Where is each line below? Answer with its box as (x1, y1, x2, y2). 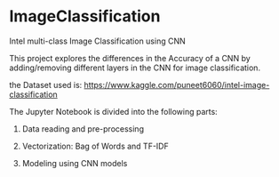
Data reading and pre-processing (21, 123, 145, 134)
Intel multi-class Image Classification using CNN (9, 36, 187, 46)
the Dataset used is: (9, 79, 83, 90)
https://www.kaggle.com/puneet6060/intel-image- (84, 79, 270, 90)
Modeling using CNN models (21, 157, 128, 168)
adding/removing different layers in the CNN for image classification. (9, 62, 260, 73)
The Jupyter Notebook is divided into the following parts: (9, 106, 218, 117)
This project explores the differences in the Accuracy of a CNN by (9, 52, 251, 63)
